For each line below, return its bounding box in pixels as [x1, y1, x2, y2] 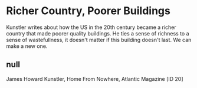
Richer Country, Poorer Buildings [6, 4, 171, 18]
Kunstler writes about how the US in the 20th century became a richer [6, 24, 177, 31]
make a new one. [6, 43, 48, 50]
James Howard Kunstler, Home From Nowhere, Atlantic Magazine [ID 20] [6, 75, 184, 82]
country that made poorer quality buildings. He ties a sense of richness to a [6, 30, 190, 37]
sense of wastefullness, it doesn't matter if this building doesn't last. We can [6, 36, 192, 43]
